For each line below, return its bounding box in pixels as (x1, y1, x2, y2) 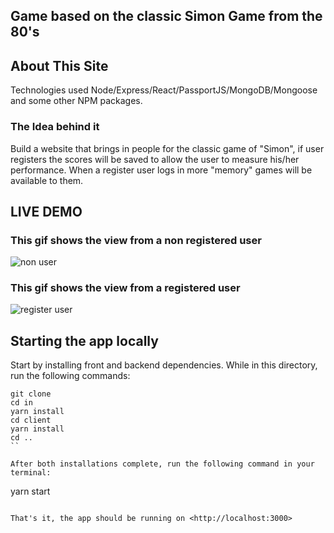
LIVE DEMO (10, 203, 83, 220)
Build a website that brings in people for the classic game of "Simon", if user (10, 142, 325, 154)
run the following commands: (10, 370, 131, 382)
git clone (10, 389, 52, 399)
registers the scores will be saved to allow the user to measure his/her (10, 153, 300, 165)
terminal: (10, 468, 52, 478)
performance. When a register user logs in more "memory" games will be (10, 164, 313, 176)
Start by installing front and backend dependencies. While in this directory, (10, 359, 318, 371)
